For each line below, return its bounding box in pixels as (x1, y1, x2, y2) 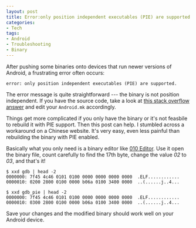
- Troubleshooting (6, 42, 51, 48)
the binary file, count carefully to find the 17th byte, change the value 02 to (6, 151, 187, 158)
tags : (6, 31, 19, 36)
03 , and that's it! (6, 157, 46, 165)
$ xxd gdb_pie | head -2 (6, 189, 67, 195)
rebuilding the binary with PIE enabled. (6, 133, 100, 140)
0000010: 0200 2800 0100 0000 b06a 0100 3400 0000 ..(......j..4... (6, 179, 180, 185)
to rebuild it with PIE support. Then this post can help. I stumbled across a (6, 121, 185, 128)
